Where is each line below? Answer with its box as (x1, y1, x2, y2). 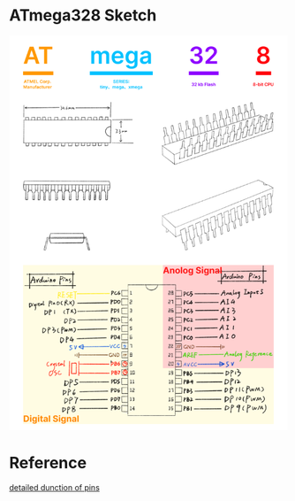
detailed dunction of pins (9, 482, 100, 492)
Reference (9, 452, 87, 473)
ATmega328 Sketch (9, 5, 157, 26)
